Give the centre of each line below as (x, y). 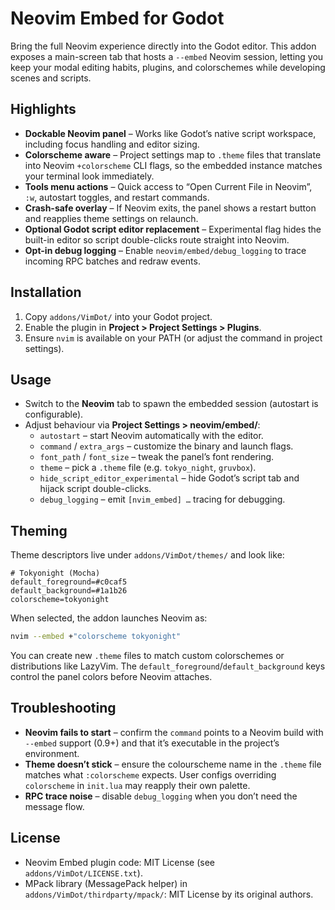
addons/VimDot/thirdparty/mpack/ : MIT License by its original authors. (169, 894)
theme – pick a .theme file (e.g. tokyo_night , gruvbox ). (148, 468)
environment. (52, 753)
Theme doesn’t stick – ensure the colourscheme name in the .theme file (173, 764)
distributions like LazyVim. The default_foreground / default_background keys (168, 666)
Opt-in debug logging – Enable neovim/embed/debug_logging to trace (165, 250)
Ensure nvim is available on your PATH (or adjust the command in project (173, 338)
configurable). (54, 414)
